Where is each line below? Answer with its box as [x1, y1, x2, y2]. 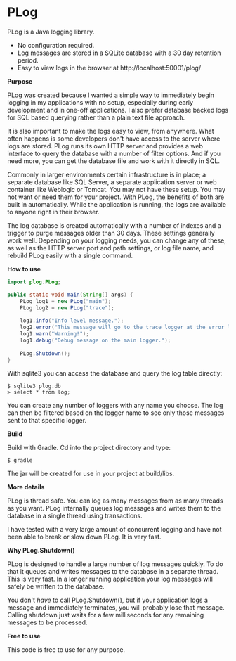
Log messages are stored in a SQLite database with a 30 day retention [17, 49, 221, 57]
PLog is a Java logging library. [7, 27, 95, 36]
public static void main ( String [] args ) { [7, 291, 133, 298]
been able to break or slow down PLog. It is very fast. [7, 532, 162, 541]
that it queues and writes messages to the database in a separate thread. [7, 567, 219, 576]
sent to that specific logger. [7, 416, 86, 425]
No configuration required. [17, 41, 95, 49]
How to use [7, 264, 41, 273]
